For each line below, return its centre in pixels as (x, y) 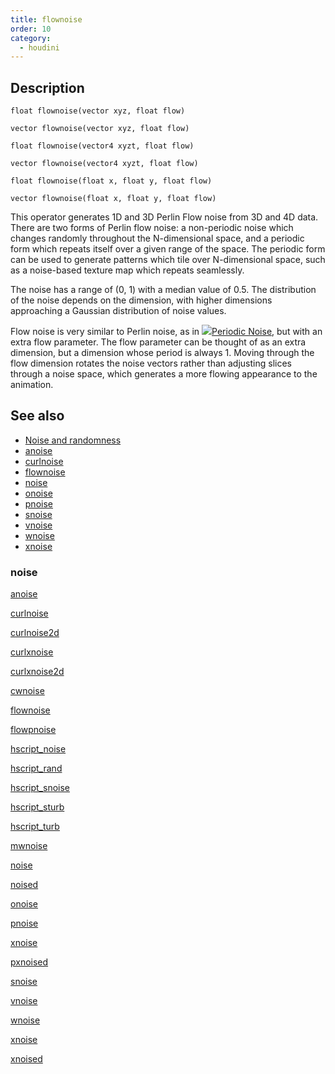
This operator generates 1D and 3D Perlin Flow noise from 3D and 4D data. (164, 217)
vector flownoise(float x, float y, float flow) (113, 199)
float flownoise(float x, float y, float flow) (111, 181)
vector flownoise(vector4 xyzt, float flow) (104, 164)
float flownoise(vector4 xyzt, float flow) (102, 146)
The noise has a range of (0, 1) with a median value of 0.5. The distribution (163, 290)
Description (47, 87)
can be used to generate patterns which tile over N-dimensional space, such (168, 260)
